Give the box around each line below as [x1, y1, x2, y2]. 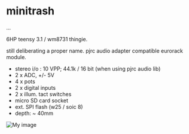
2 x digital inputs [14, 84, 56, 91]
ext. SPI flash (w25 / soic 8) [14, 103, 83, 110]
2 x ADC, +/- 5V [14, 71, 55, 78]
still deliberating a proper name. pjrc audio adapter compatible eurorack [6, 47, 184, 54]
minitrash [6, 4, 55, 18]
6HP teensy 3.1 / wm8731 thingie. [6, 35, 88, 42]
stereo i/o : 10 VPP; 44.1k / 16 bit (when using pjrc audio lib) [14, 65, 161, 72]
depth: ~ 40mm [14, 109, 54, 117]
